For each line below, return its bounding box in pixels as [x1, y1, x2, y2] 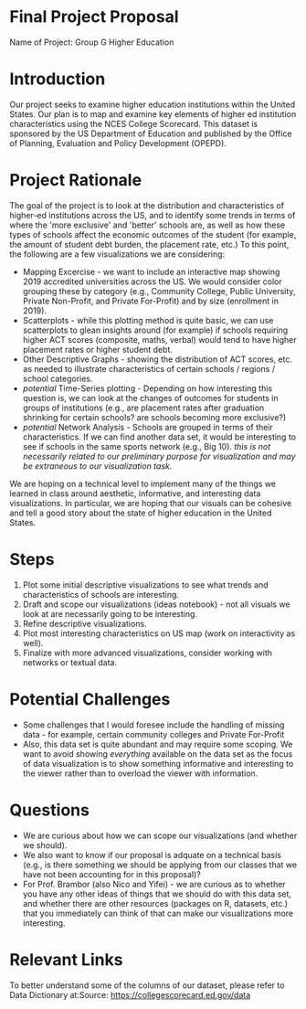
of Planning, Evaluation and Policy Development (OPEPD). [9, 137, 227, 148]
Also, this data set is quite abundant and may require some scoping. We [22, 738, 293, 749]
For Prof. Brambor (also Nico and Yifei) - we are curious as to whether [22, 878, 286, 889]
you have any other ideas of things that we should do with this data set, [22, 888, 292, 899]
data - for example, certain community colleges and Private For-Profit [22, 728, 285, 739]
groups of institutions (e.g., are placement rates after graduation [22, 402, 265, 413]
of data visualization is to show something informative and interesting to [22, 758, 294, 769]
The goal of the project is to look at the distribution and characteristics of [9, 199, 285, 211]
